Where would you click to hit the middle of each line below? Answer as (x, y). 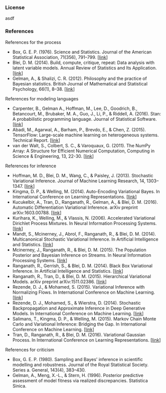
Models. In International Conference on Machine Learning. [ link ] (78, 313)
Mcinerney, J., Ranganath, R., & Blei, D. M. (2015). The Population (79, 250)
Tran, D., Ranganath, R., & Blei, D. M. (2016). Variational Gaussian (79, 335)
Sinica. (19, 386)
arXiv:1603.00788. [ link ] (37, 212)
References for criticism (30, 350)
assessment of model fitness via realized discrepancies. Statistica (80, 381)
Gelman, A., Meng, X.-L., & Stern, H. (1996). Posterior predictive (78, 375)
